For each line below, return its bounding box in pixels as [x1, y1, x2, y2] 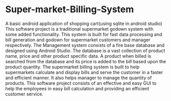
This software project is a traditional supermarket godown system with [5, 26, 154, 32]
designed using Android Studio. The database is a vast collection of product [5, 47, 165, 54]
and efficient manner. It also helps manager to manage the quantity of [5, 74, 152, 81]
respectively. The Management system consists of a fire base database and [5, 42, 165, 48]
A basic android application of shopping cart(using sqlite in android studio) [5, 20, 162, 27]
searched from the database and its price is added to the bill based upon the [5, 58, 166, 64]
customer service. [5, 91, 43, 97]
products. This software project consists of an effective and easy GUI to [5, 80, 157, 86]
